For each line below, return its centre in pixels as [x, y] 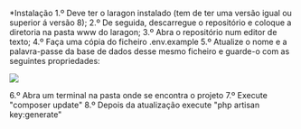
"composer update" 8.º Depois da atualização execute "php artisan [135, 105]
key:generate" [36, 115]
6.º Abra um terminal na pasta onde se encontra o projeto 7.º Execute [139, 95]
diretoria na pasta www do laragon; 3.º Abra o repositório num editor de [143, 32]
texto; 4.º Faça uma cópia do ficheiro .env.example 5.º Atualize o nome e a [148, 41]
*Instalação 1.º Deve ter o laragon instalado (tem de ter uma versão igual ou [150, 13]
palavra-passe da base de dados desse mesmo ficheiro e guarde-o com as [150, 51]
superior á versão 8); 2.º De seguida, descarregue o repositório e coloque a [150, 23]
